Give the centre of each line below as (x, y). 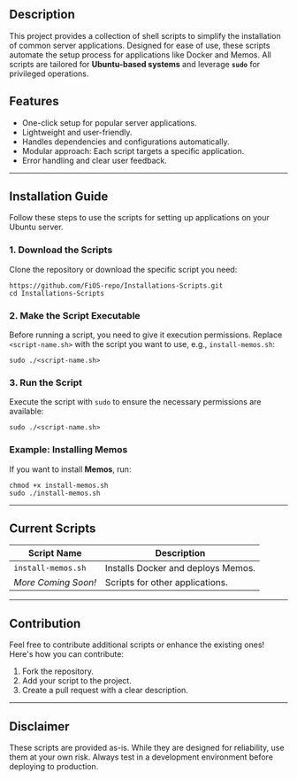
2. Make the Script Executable (75, 315)
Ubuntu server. (36, 227)
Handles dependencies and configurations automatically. (126, 142)
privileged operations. (49, 73)
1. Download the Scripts (61, 250)
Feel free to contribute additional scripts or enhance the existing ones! (137, 645)
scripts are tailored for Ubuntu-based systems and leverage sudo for (135, 64)
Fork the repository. (58, 671)
